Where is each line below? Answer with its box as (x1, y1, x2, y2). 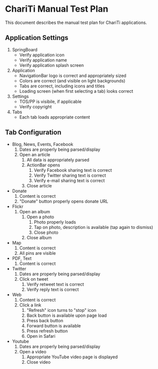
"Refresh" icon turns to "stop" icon (26, 307, 96, 313)
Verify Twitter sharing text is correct (34, 172, 106, 178)
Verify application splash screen (19, 62, 84, 68)
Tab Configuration (5, 128, 62, 137)
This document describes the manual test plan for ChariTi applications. (5, 20, 147, 25)
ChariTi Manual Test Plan (5, 3, 108, 15)
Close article (26, 183, 52, 188)
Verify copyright (19, 103, 52, 109)
